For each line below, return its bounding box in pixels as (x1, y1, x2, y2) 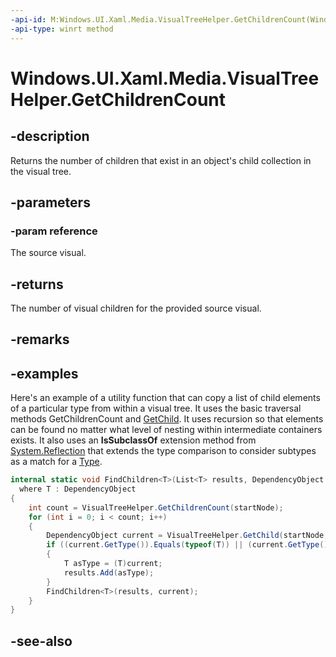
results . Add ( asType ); (63, 567, 155, 578)
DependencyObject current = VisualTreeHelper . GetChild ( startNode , (46, 531, 329, 541)
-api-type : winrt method (10, 24, 114, 34)
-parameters (10, 194, 91, 211)
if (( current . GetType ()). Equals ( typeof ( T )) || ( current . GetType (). (46, 540, 333, 550)
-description (10, 128, 90, 145)
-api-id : (10, 14, 47, 25)
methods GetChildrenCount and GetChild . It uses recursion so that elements (10, 413, 324, 425)
